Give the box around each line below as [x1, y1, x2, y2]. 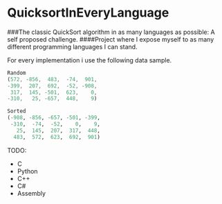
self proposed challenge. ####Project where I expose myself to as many [7, 35, 214, 43]
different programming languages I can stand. [7, 42, 138, 51]
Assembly [17, 189, 46, 197]
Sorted [7, 108, 26, 115]
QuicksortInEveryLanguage [7, 5, 169, 21]
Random [7, 69, 26, 76]
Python [17, 167, 38, 175]
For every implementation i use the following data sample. [7, 56, 172, 64]
